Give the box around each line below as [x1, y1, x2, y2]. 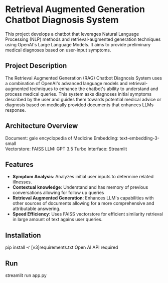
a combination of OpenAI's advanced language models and [5, 80, 128, 86]
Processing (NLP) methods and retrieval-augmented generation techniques [5, 36, 161, 42]
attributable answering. [12, 205, 61, 212]
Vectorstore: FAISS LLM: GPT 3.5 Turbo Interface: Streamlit [5, 146, 127, 152]
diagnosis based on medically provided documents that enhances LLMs [5, 102, 154, 108]
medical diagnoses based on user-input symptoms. [5, 47, 111, 53]
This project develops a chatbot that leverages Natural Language [5, 31, 139, 37]
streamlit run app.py [5, 272, 47, 278]
